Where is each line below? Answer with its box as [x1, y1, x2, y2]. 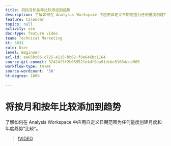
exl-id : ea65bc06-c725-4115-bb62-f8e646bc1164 [5, 54, 106, 60]
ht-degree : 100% [5, 74, 40, 79]
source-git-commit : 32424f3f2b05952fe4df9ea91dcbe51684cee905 [5, 59, 140, 64]
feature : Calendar [5, 17, 44, 22]
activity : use [5, 26, 36, 31]
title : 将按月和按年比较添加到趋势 [5, 7, 71, 13]
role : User [5, 45, 28, 50]
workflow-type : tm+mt [5, 64, 51, 69]
